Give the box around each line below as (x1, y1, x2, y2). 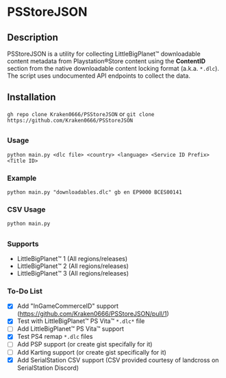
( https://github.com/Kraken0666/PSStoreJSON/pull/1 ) (16, 310, 169, 318)
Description (7, 32, 58, 43)
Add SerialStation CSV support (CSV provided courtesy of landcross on (16, 355, 219, 364)
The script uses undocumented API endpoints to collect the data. (7, 71, 190, 80)
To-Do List (7, 286, 42, 296)
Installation (7, 91, 56, 103)
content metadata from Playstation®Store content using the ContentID (7, 57, 206, 65)
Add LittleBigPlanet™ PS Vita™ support (16, 324, 125, 333)
